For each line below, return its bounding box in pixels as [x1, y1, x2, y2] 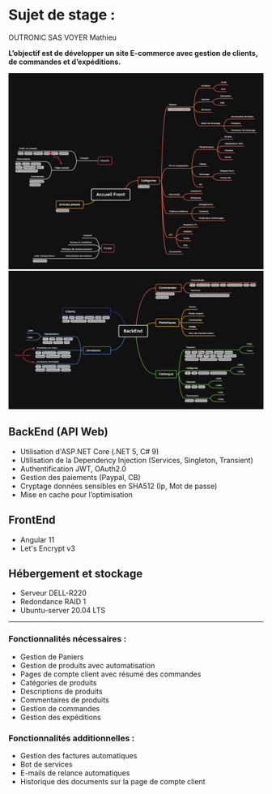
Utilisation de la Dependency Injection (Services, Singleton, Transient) [19, 455, 253, 465]
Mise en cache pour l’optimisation [19, 489, 134, 500]
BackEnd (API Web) [8, 425, 108, 439]
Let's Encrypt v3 [19, 543, 75, 553]
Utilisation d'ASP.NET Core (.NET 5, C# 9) [19, 446, 159, 456]
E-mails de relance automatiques [19, 768, 130, 778]
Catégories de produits [19, 677, 97, 687]
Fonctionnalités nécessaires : [8, 633, 127, 645]
